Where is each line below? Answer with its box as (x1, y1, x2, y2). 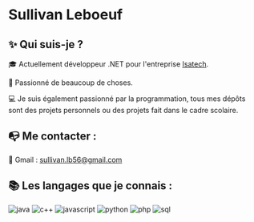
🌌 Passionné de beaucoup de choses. (8, 78, 134, 87)
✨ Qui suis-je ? (8, 38, 84, 51)
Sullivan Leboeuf (8, 6, 123, 24)
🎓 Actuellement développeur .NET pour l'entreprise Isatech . (8, 59, 209, 69)
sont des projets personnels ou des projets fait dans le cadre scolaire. (8, 106, 239, 115)
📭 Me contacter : (8, 130, 97, 143)
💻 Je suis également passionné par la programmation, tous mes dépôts (8, 94, 246, 103)
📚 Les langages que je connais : (8, 179, 173, 193)
